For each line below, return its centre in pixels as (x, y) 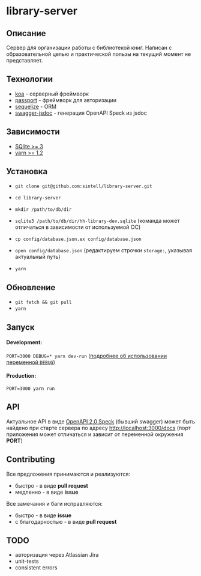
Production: (21, 376)
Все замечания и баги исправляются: (55, 503)
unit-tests (27, 561)
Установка (27, 171)
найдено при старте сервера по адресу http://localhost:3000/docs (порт (98, 428)
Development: (24, 342)
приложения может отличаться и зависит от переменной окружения (95, 434)
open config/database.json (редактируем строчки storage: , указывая (103, 250)
